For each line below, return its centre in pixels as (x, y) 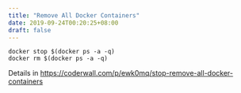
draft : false (30, 30)
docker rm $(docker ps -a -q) (58, 59)
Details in (23, 73)
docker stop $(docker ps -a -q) (61, 52)
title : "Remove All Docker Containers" (74, 15)
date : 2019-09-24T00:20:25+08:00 (63, 23)
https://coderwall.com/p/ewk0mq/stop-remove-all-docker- (137, 73)
